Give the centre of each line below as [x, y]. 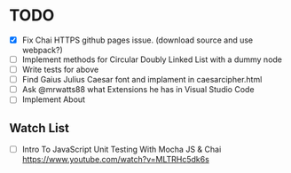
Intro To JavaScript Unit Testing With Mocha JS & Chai [122, 149]
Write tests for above [60, 70]
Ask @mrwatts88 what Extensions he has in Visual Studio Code [138, 90]
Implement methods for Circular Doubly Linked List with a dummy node [152, 59]
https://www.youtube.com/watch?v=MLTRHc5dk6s [116, 160]
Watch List [39, 128]
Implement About [54, 99]
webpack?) [43, 50]
